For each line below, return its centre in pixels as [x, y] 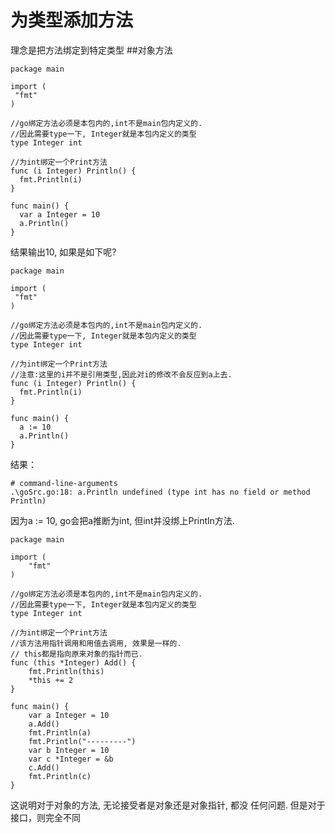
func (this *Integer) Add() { [73, 662]
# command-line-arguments [64, 483]
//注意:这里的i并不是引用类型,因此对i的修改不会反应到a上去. [121, 374]
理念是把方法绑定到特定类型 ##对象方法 [91, 50]
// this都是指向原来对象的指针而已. [76, 654]
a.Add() [44, 724]
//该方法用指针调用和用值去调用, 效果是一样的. [96, 643]
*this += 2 [51, 680]
